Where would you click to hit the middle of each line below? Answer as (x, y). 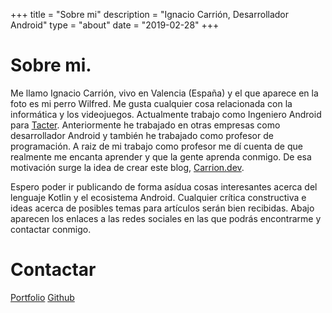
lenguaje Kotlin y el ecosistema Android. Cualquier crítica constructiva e (158, 197)
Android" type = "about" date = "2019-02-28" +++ (115, 25)
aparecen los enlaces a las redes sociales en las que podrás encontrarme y (166, 218)
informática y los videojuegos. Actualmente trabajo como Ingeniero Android (166, 114)
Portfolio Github (42, 297)
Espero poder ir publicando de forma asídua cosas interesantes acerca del (164, 186)
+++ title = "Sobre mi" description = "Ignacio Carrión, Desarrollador (150, 14)
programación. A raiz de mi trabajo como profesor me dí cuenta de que (156, 146)
